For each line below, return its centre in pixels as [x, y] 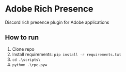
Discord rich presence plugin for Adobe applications [57, 22]
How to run [22, 37]
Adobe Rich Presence [49, 9]
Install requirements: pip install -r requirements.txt [67, 54]
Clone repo [23, 49]
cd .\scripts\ [26, 60]
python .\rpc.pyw [30, 65]
